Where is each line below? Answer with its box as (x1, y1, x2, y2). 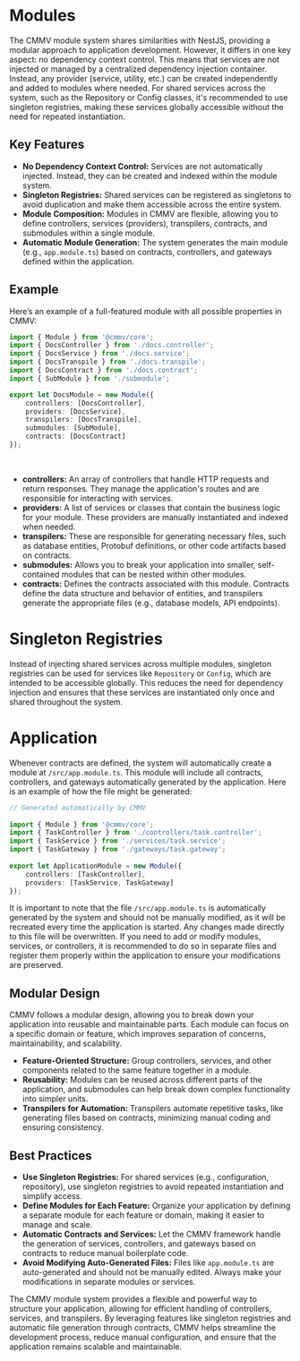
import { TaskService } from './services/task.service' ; (9, 836, 227, 846)
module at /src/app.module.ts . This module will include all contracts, (9, 766, 264, 777)
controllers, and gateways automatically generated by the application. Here (9, 776, 287, 787)
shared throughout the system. (9, 696, 124, 707)
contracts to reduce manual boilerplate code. (21, 1248, 189, 1259)
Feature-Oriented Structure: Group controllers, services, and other (21, 1056, 272, 1066)
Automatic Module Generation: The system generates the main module (21, 236, 288, 247)
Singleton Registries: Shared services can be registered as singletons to (21, 189, 292, 200)
